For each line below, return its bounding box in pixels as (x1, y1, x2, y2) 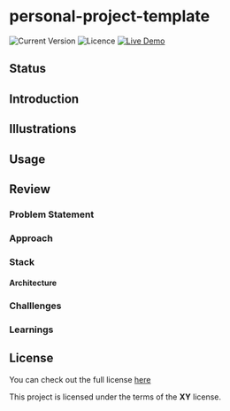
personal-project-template (9, 6, 211, 27)
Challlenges (9, 299, 62, 312)
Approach (9, 232, 53, 244)
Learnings (9, 323, 54, 336)
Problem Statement (9, 208, 95, 221)
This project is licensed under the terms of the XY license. (9, 392, 222, 402)
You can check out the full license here (9, 374, 151, 384)
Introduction (9, 91, 80, 106)
